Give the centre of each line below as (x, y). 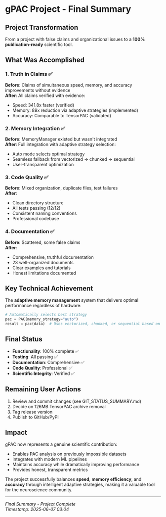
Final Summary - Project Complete (40, 504)
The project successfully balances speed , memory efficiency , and (73, 479)
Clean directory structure (38, 203)
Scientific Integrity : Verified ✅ (43, 373)
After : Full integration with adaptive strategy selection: (61, 144)
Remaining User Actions (43, 389)
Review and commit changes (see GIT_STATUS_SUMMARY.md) (77, 401)
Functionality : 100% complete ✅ (46, 351)
